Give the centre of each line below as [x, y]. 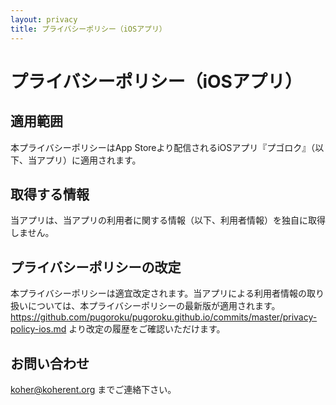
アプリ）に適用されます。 [89, 160]
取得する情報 [50, 194]
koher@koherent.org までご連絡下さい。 [93, 389]
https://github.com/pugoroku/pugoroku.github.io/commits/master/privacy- [164, 317]
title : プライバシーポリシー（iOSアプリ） [88, 29]
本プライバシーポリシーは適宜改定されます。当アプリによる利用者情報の [158, 293]
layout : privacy [44, 19]
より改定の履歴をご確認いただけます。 [147, 329]
